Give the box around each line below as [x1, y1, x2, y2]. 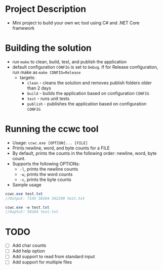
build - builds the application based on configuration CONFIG [27, 90, 150, 96]
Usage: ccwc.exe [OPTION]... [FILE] [12, 139, 88, 145]
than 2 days [27, 85, 51, 91]
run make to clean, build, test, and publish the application [12, 58, 127, 65]
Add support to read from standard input [12, 254, 95, 260]
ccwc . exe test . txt [5, 191, 43, 196]
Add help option [12, 248, 45, 254]
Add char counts [12, 242, 46, 248]
